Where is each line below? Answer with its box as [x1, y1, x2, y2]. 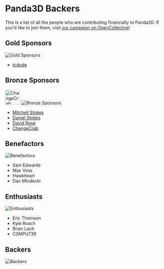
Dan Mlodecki [12, 178, 41, 184]
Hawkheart [12, 173, 35, 179]
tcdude [12, 61, 27, 67]
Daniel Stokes [12, 114, 41, 120]
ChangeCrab [12, 125, 39, 131]
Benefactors [5, 139, 45, 148]
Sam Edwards [12, 162, 41, 168]
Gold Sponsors [5, 39, 52, 48]
